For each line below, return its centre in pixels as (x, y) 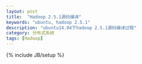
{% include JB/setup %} (35, 55)
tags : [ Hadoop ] (25, 38)
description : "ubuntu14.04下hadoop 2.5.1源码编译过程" (71, 28)
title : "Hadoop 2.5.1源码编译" (44, 17)
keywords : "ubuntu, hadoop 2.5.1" (48, 22)
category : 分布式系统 (30, 33)
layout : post (22, 11)
